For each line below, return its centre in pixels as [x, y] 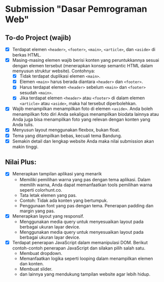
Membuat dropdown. [41, 253]
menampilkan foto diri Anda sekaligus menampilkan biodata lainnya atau [85, 114]
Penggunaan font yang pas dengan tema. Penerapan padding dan [86, 205]
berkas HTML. [27, 55]
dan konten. [32, 263]
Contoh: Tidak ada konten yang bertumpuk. [64, 200]
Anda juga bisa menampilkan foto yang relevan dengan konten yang [81, 119]
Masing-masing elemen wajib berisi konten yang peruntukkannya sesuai [85, 60]
